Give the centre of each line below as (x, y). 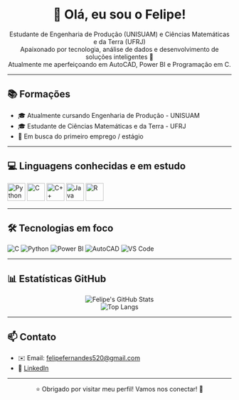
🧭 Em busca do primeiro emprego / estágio (80, 136)
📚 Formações (39, 94)
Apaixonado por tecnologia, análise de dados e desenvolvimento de (119, 49)
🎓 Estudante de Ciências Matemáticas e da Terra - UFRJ (102, 126)
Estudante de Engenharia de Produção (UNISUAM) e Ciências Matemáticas (119, 34)
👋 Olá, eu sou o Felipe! (119, 15)
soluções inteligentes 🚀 (119, 57)
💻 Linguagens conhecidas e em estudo (97, 166)
